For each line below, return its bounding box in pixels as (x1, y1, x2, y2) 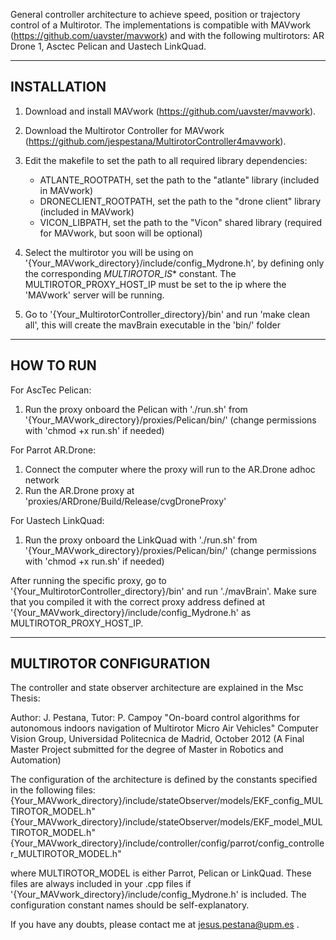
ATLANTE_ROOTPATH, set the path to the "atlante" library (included (39, 174, 320, 186)
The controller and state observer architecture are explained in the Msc (10, 682, 304, 694)
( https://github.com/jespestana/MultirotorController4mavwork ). (24, 135, 287, 147)
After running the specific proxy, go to (10, 574, 167, 586)
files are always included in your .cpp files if (10, 878, 192, 890)
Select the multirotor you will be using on (24, 246, 194, 258)
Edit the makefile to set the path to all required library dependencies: (24, 154, 308, 166)
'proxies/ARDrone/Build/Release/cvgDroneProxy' (24, 495, 227, 507)
